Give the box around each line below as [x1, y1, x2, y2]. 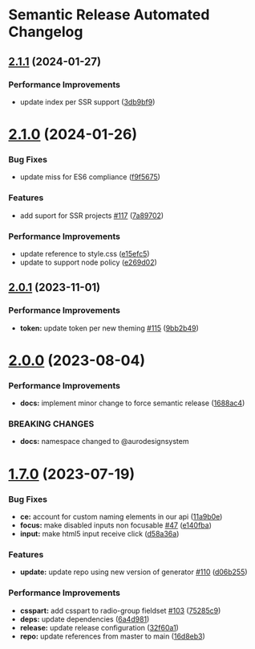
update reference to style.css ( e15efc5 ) [19, 249, 150, 258]
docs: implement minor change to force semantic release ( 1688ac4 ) [19, 398, 245, 408]
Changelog [8, 23, 83, 41]
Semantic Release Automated [8, 6, 210, 24]
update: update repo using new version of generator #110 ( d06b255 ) [19, 567, 248, 577]
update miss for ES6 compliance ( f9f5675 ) [19, 172, 160, 182]
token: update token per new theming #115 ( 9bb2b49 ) [19, 323, 199, 333]
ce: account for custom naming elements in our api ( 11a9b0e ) [19, 511, 223, 521]
